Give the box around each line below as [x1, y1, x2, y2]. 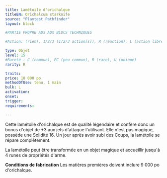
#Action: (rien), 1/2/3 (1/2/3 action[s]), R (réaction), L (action [5, 39, 150, 44]
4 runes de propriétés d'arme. [5, 152, 67, 158]
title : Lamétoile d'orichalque [5, 7, 70, 12]
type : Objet [5, 48, 30, 53]
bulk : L [5, 85, 21, 90]
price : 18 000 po [5, 76, 41, 81]
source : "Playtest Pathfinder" [5, 16, 70, 21]
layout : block [5, 21, 35, 26]
